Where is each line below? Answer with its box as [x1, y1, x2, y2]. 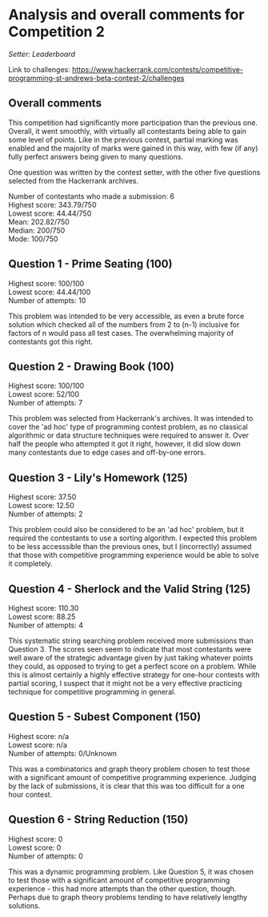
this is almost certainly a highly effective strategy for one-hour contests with [8, 670, 260, 679]
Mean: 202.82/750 [8, 216, 70, 226]
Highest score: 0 [8, 834, 63, 843]
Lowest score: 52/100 [8, 390, 80, 399]
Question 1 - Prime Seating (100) [8, 257, 173, 271]
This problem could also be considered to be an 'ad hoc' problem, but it [8, 525, 244, 535]
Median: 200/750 [8, 225, 66, 235]
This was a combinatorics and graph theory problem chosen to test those [8, 764, 250, 774]
